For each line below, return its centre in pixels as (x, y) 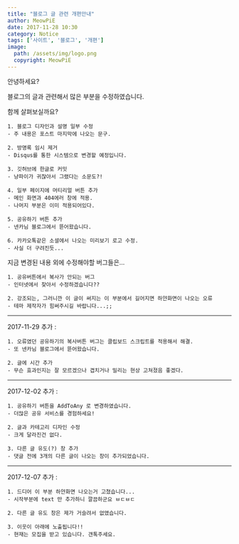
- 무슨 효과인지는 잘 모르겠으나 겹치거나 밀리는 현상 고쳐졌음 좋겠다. (95, 370)
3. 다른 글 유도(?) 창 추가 (43, 449)
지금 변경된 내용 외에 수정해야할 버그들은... (66, 262)
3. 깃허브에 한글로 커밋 (37, 169)
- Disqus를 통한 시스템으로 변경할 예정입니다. (67, 155)
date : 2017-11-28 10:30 (43, 27)
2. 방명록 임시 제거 (33, 148)
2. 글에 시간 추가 (30, 363)
